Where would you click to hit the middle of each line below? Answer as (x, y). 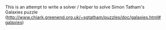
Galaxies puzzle (21, 12)
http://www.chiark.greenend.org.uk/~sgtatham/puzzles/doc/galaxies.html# (84, 17)
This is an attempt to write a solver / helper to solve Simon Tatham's (75, 7)
